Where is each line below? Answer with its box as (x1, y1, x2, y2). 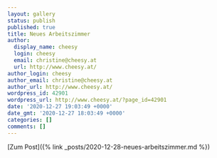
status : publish (7, 17, 55, 24)
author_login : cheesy (7, 70, 72, 77)
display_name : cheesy (14, 43, 78, 51)
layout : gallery (7, 10, 55, 18)
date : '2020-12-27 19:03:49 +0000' (7, 103, 113, 110)
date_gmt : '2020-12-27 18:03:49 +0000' (7, 110, 126, 117)
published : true (7, 23, 55, 31)
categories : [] (7, 116, 53, 123)
